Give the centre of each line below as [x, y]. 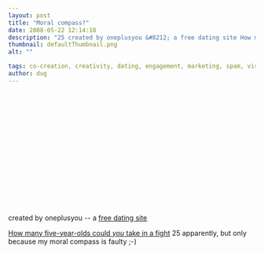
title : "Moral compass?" [49, 23]
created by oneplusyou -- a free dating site [78, 218]
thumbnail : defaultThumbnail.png [63, 45]
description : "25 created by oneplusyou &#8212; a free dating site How [130, 37]
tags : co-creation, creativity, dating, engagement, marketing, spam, [126, 66]
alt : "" [21, 52]
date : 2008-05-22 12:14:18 [52, 30]
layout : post [29, 15]
